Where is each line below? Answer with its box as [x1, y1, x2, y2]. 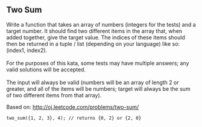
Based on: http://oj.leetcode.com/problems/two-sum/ [6, 103, 139, 111]
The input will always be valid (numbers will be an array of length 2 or [6, 79, 179, 86]
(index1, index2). [6, 47, 47, 54]
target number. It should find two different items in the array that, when [6, 27, 183, 34]
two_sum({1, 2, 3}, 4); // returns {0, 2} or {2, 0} [6, 115, 142, 121]
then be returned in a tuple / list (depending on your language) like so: [6, 40, 180, 47]
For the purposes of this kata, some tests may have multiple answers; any [6, 59, 189, 67]
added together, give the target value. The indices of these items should [6, 33, 185, 41]
